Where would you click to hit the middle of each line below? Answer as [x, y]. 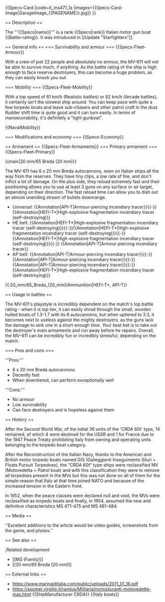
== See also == [21, 540]
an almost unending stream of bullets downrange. [56, 197]
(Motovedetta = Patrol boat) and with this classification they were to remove [82, 470]
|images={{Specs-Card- [98, 8]
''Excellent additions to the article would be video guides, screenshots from [82, 525]
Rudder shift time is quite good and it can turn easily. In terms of [70, 112]
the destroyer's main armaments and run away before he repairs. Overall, [80, 330]
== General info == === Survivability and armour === [60, 47]
